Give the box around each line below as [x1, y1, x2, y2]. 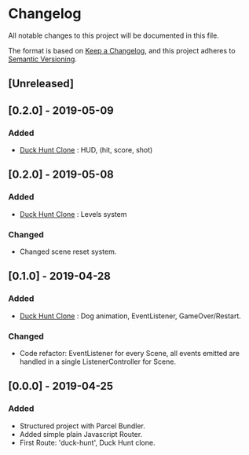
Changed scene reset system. [19, 247, 117, 256]
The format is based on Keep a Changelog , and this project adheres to [8, 46, 236, 55]
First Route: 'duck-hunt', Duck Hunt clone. [19, 438, 156, 447]
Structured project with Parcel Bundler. [19, 421, 145, 431]
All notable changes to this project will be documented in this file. [8, 31, 220, 40]
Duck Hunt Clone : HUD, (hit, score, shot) [19, 145, 153, 155]
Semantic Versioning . [8, 54, 77, 64]
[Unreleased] [8, 77, 75, 90]
